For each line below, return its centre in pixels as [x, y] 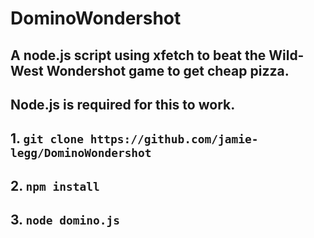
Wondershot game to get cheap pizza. [168, 70]
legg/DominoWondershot [81, 153]
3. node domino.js [65, 220]
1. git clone [47, 138]
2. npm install [55, 185]
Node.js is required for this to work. [123, 104]
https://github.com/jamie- [174, 139]
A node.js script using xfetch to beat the [138, 55]
